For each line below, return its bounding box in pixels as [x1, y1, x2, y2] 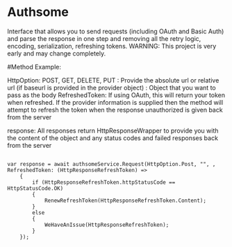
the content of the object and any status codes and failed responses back [7, 133, 219, 142]
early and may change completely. [7, 49, 106, 58]
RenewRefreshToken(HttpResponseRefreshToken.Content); [44, 197, 207, 204]
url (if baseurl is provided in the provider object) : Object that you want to [7, 83, 217, 92]
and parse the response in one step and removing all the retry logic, [7, 34, 201, 42]
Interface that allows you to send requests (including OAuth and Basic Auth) [7, 27, 224, 35]
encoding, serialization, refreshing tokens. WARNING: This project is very [7, 42, 217, 50]
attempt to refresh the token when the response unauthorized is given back [7, 105, 224, 114]
